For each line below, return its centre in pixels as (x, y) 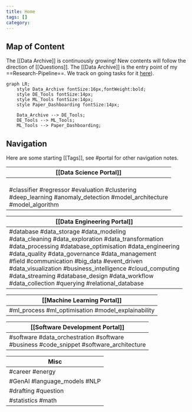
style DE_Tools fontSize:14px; (55, 95)
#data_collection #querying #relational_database (77, 283)
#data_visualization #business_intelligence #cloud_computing (94, 268)
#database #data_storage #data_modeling (68, 231)
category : (18, 22)
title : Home (21, 12)
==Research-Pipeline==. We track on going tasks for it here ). (80, 73)
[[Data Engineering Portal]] (95, 221)
